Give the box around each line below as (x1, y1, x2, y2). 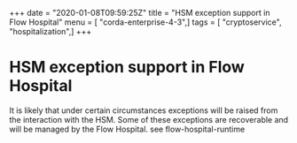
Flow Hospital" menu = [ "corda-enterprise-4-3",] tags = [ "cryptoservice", (9, 17, 282, 27)
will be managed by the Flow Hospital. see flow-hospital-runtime (9, 124, 246, 134)
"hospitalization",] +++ (9, 26, 92, 36)
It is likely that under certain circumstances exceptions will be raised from (9, 105, 278, 116)
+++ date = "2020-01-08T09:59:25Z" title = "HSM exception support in (9, 8, 270, 18)
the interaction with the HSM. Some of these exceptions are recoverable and (9, 114, 289, 124)
